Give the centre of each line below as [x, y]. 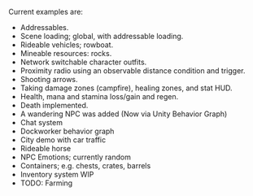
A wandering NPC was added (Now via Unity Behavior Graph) [124, 114]
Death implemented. [54, 105]
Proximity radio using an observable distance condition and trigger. [133, 71]
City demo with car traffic [63, 140]
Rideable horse [46, 148]
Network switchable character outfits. [83, 62]
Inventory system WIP [57, 174]
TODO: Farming [46, 183]
